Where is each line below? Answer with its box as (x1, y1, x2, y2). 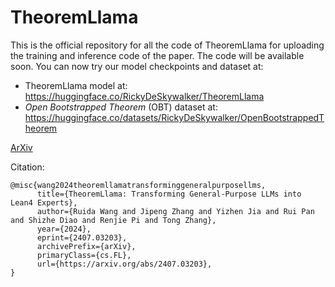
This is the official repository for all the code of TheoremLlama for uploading (10, 39, 325, 51)
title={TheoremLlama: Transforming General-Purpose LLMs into (36, 189, 302, 199)
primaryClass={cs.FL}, (36, 250, 132, 260)
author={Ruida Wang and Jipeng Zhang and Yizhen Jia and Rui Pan (36, 206, 315, 216)
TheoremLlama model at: (24, 79, 128, 91)
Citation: (10, 161, 45, 173)
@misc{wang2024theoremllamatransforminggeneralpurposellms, (10, 180, 267, 190)
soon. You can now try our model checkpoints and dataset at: (10, 60, 264, 72)
